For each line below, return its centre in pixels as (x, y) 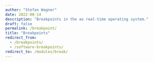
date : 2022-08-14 (23, 14)
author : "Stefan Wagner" (31, 10)
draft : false (19, 24)
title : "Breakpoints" (28, 33)
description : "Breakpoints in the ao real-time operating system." (77, 19)
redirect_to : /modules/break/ (37, 51)
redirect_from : (21, 38)
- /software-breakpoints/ (37, 47)
